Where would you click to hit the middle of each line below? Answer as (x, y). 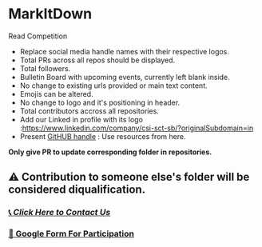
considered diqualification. (77, 190)
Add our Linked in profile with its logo (81, 119)
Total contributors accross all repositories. (89, 111)
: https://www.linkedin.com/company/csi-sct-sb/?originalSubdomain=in (137, 128)
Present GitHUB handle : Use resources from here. (103, 136)
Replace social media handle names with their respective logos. (125, 51)
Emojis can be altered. (56, 94)
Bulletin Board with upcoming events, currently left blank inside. (125, 77)
